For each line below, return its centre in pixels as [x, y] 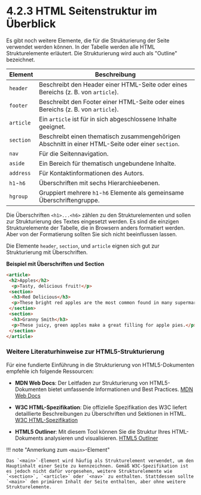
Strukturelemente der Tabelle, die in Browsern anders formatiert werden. [96, 228]
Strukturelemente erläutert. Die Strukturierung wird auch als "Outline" [92, 53]
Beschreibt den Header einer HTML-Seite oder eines [113, 84]
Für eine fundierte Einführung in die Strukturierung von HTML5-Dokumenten [100, 365]
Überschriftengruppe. [69, 200]
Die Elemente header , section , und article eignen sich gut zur [83, 246]
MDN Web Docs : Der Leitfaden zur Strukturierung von [81, 383]
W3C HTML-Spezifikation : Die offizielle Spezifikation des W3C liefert [101, 407]
